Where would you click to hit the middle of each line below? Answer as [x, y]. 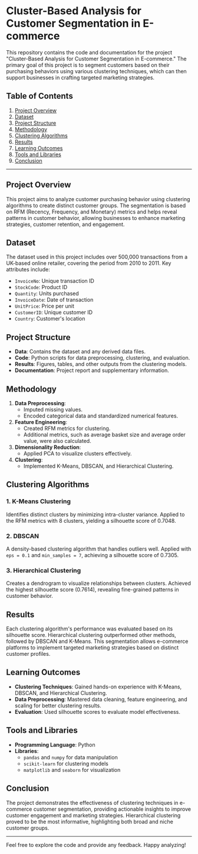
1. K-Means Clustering [39, 502]
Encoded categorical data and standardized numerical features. [101, 416]
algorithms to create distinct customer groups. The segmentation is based [96, 205]
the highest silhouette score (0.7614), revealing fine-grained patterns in [93, 590]
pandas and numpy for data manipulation [70, 757]
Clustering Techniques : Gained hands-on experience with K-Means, [98, 687]
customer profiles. [28, 654]
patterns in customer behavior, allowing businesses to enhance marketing [96, 218]
